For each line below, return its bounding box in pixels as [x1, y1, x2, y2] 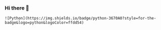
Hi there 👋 [5, 4, 30, 11]
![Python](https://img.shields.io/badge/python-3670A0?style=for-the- [5, 16, 156, 21]
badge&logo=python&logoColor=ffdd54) [5, 20, 84, 25]
